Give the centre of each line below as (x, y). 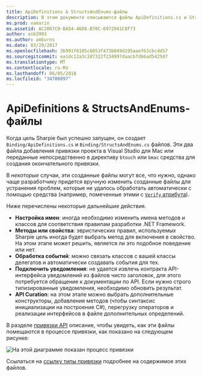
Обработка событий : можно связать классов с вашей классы (95, 256)
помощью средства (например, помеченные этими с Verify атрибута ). (98, 195)
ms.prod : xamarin (28, 23)
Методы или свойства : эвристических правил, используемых (95, 231)
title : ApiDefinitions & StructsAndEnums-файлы (67, 12)
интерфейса (30, 275)
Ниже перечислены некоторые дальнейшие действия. (76, 206)
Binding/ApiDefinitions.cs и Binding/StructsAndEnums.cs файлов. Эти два (100, 144)
